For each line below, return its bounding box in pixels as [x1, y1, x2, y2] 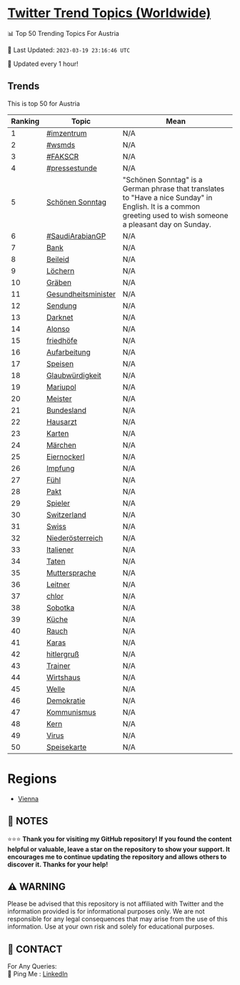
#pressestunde [46, 163, 98, 173]
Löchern [46, 266, 75, 276]
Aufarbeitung [46, 347, 91, 357]
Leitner [46, 579, 70, 589]
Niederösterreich [46, 533, 104, 543]
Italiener [46, 545, 74, 555]
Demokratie [46, 696, 86, 706]
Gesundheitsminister [46, 289, 116, 299]
